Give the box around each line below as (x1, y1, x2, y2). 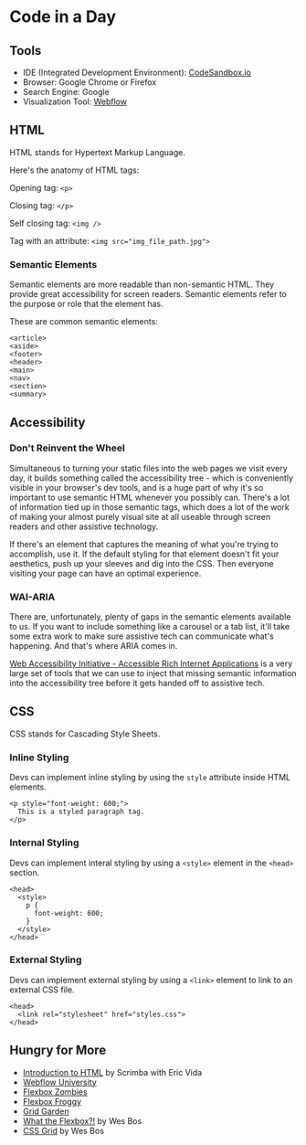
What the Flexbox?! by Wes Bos (22, 1115, 142, 1126)
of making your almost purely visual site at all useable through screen (9, 511, 271, 522)
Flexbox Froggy (22, 1096, 82, 1107)
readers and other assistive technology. (9, 521, 159, 532)
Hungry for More (9, 1043, 107, 1058)
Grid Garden (22, 1106, 69, 1117)
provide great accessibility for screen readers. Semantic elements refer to (9, 289, 288, 300)
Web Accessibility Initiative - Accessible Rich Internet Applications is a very (9, 658, 293, 669)
